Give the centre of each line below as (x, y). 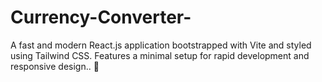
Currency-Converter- (101, 17)
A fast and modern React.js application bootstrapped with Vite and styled (161, 45)
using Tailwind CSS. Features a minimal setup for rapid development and (160, 55)
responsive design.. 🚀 (55, 66)
